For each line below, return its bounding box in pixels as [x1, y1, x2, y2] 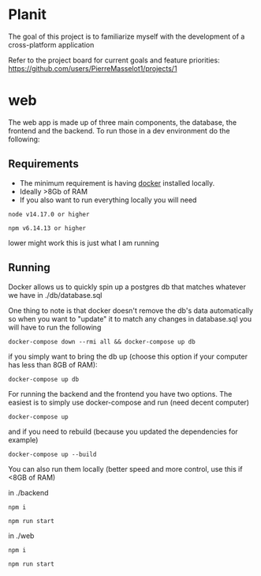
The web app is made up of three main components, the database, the [8, 117, 237, 127]
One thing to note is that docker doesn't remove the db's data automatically [8, 306, 254, 315]
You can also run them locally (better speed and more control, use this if [8, 464, 243, 473]
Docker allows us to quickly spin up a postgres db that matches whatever [8, 282, 247, 292]
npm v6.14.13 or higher [8, 224, 87, 232]
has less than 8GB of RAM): [8, 360, 98, 369]
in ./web [8, 531, 35, 540]
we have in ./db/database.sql [8, 290, 103, 299]
